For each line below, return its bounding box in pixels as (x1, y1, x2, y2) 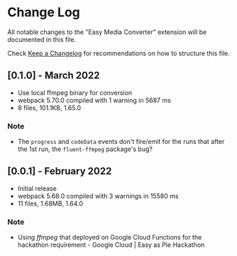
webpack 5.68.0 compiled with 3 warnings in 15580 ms (17, 191, 179, 200)
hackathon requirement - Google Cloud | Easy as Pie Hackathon (17, 240, 205, 249)
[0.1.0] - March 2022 (7, 69, 100, 82)
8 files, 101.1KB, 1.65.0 (17, 104, 82, 112)
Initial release (17, 184, 57, 192)
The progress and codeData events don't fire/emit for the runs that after (17, 138, 225, 146)
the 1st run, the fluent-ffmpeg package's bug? (17, 145, 153, 153)
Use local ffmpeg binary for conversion (17, 88, 133, 96)
